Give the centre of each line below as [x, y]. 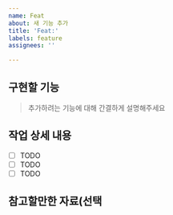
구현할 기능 [34, 87]
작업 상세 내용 [40, 136]
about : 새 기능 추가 [38, 23]
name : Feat [26, 16]
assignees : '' [32, 46]
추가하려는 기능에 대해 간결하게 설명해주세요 [97, 107]
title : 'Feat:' [34, 30]
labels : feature [35, 38]
